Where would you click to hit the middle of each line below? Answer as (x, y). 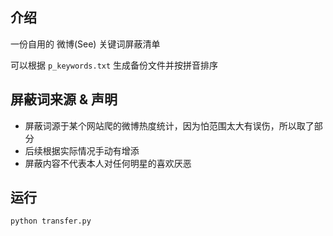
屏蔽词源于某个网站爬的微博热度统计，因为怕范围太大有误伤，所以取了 (169, 125)
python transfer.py (51, 221)
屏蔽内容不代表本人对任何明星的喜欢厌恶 (108, 163)
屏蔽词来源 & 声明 (64, 99)
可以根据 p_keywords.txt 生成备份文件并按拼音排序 (114, 65)
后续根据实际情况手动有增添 (82, 150)
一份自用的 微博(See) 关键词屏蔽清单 (85, 44)
